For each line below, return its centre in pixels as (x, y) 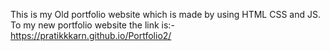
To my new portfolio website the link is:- (92, 25)
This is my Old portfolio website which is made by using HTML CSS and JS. (165, 14)
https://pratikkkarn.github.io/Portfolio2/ (91, 35)
